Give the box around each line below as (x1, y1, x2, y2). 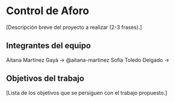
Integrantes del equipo (6, 41, 91, 51)
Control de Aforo (6, 4, 90, 18)
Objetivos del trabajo (6, 74, 84, 84)
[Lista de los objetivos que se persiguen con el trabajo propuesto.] (6, 89, 167, 96)
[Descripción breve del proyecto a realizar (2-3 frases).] (6, 24, 143, 31)
